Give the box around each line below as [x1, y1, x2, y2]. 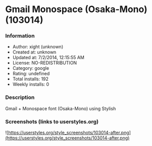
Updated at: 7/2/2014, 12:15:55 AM [12, 55, 85, 61]
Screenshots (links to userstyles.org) [5, 118, 99, 125]
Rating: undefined [12, 71, 50, 77]
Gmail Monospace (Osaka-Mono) [5, 4, 147, 15]
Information [5, 32, 35, 39]
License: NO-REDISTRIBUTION [12, 60, 77, 66]
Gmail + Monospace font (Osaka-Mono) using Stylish [5, 105, 116, 112]
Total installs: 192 [12, 76, 49, 82]
